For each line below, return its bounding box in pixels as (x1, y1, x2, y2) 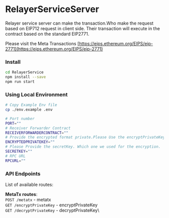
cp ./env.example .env (5, 107, 53, 113)
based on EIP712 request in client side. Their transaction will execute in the (5, 25, 160, 31)
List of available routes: (5, 181, 54, 187)
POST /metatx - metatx (5, 196, 51, 202)
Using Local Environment (5, 91, 68, 98)
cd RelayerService (5, 70, 44, 75)
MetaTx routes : (5, 191, 38, 197)
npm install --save (5, 74, 46, 80)
